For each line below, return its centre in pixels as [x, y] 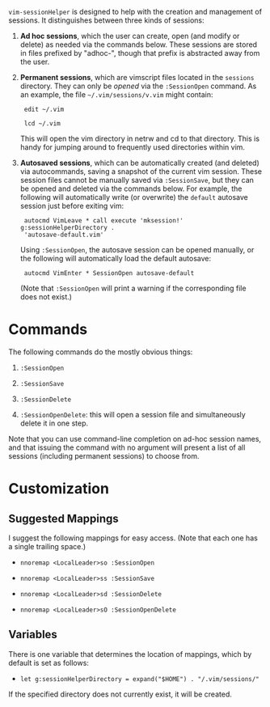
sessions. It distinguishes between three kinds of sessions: [106, 20]
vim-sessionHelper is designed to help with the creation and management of [135, 12]
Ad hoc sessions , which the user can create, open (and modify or [130, 36]
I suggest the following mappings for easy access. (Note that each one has [133, 538]
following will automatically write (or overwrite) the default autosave [134, 197]
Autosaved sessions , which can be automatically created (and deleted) [140, 163]
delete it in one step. [54, 423]
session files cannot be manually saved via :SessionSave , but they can [137, 180]
